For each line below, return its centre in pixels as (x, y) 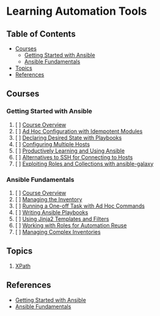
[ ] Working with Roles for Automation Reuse (71, 225)
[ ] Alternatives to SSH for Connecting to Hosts (74, 157)
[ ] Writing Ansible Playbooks (52, 212)
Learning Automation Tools (77, 11)
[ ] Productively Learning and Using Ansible (70, 151)
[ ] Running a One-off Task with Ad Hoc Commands (80, 206)
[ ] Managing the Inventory (49, 199)
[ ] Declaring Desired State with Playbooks (68, 137)
